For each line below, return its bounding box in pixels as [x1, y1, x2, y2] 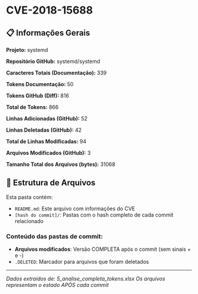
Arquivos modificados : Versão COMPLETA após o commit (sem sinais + [14, 246, 192, 253]
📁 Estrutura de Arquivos [6, 178, 96, 188]
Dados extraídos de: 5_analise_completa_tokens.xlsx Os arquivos [6, 275, 166, 282]
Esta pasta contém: [6, 193, 53, 201]
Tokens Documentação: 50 [6, 81, 74, 87]
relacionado [14, 217, 44, 224]
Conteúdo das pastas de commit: [6, 232, 103, 240]
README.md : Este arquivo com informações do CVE [14, 205, 136, 212]
